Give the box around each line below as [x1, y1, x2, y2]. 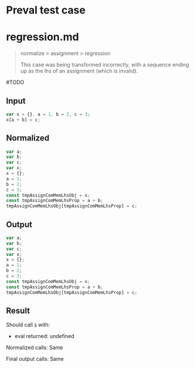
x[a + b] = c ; [6, 117, 41, 123]
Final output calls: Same [6, 356, 64, 363]
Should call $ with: [6, 321, 50, 329]
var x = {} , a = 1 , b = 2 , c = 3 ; [6, 111, 91, 117]
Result [6, 306, 30, 316]
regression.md [6, 31, 79, 44]
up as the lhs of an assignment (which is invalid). [20, 67, 139, 75]
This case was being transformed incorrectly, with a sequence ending [20, 61, 189, 68]
